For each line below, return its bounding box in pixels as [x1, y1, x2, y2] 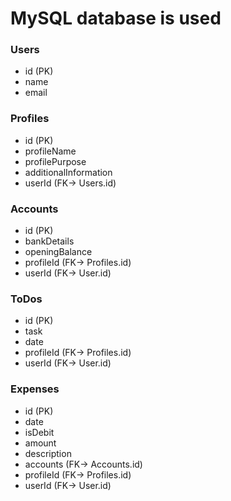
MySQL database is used [10, 7, 222, 30]
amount [24, 437, 57, 449]
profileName [24, 145, 77, 157]
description [24, 447, 72, 459]
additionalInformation [24, 166, 113, 178]
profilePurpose [24, 155, 87, 167]
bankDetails [24, 235, 75, 247]
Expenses [10, 382, 60, 396]
